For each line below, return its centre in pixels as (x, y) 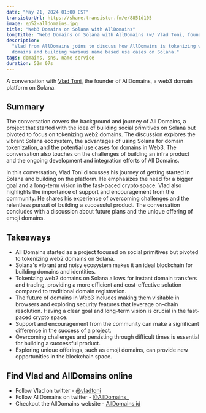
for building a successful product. (58, 344)
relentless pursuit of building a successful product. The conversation (93, 205)
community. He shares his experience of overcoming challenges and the (98, 199)
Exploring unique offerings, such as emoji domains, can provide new (101, 350)
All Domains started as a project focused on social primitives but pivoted (107, 252)
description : (23, 41)
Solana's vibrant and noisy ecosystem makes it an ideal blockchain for (104, 265)
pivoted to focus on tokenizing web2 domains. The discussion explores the (101, 134)
